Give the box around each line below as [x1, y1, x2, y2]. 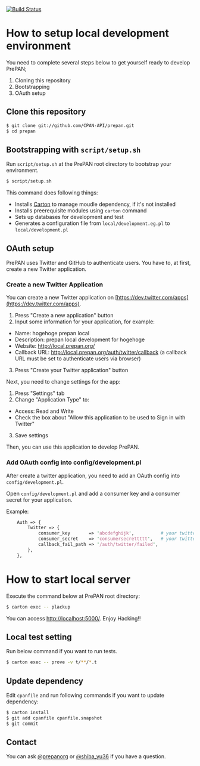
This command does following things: [6, 189, 98, 196]
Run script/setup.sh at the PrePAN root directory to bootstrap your [6, 160, 171, 168]
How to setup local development [6, 27, 170, 40]
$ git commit [6, 721, 39, 727]
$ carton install [6, 710, 49, 716]
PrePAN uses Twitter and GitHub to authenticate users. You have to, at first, [6, 260, 191, 266]
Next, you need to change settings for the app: [6, 378, 121, 385]
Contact [6, 737, 37, 748]
